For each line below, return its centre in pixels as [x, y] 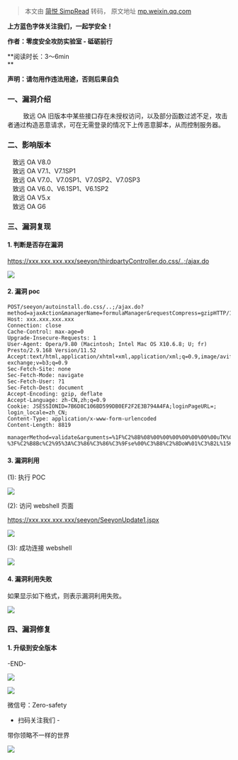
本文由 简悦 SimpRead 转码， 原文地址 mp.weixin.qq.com [108, 11]
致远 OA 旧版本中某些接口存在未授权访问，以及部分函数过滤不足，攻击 [125, 116]
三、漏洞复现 [29, 227]
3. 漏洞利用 [24, 460]
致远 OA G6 [29, 206]
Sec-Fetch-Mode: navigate [45, 375]
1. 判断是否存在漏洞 [35, 245]
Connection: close [34, 325]
